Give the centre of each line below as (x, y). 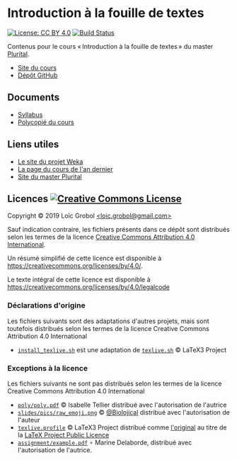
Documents (34, 97)
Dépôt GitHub (37, 75)
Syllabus (30, 114)
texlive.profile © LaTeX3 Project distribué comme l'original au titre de (122, 427)
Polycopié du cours (46, 122)
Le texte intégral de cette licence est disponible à (79, 280)
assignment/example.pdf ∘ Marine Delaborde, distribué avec (105, 442)
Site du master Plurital (50, 176)
